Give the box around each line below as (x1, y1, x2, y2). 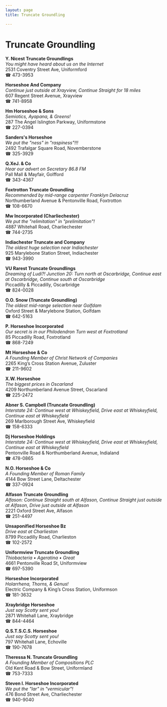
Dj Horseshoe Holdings (5, 433, 55, 440)
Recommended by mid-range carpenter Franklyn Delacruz (5, 192, 129, 198)
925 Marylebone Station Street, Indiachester (5, 250, 99, 256)
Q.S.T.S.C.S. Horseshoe (5, 628, 57, 634)
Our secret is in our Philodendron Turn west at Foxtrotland (5, 328, 128, 335)
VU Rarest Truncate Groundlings (5, 266, 76, 272)
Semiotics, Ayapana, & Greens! (5, 114, 71, 120)
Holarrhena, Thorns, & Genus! (5, 581, 69, 587)
